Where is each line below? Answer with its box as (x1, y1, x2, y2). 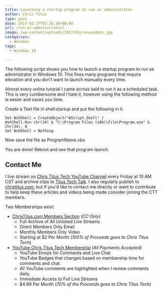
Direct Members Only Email (19, 224, 75, 230)
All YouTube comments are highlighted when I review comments (19, 265, 149, 271)
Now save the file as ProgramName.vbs (5, 137, 85, 143)
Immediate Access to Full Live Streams (19, 276, 98, 282)
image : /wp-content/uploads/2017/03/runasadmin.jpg (5, 30, 113, 35)
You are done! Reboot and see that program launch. (5, 146, 109, 152)
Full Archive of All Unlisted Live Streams (19, 219, 100, 225)
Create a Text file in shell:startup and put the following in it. (5, 106, 124, 112)
